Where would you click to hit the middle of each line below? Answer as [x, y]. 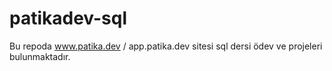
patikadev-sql [68, 18]
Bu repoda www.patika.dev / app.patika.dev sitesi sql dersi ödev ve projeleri [166, 46]
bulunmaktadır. [40, 56]
